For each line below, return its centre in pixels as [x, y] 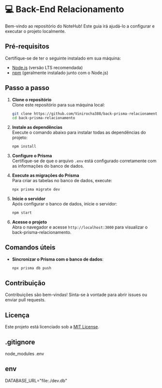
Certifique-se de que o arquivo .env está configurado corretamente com [84, 161]
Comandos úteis [30, 248]
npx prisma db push [32, 268]
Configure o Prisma [32, 156]
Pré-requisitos [27, 47]
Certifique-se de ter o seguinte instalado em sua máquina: [63, 58]
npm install [24, 147]
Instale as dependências [37, 127]
